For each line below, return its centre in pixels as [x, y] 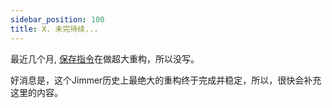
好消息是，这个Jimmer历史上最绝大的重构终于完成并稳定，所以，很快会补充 [166, 80]
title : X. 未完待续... [54, 29]
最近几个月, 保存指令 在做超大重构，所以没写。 [105, 58]
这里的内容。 [36, 92]
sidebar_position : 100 [57, 19]
